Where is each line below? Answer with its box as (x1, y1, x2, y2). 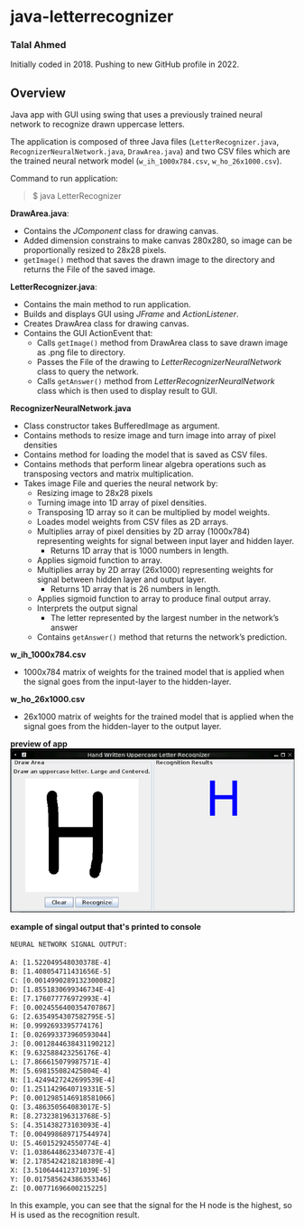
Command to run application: (10, 174, 118, 184)
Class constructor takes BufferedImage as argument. (23, 420, 220, 431)
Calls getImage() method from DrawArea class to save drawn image (36, 337, 288, 349)
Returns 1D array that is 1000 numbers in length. (50, 545, 229, 557)
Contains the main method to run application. (23, 299, 192, 310)
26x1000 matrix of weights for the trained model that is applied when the (23, 711, 294, 722)
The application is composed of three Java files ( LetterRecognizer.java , (10, 136, 280, 147)
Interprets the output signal (36, 603, 138, 614)
